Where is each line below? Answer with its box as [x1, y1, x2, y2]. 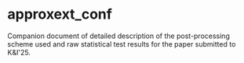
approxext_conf [7, 5, 113, 23]
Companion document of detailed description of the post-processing [7, 31, 231, 40]
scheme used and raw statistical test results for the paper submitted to [7, 39, 236, 48]
